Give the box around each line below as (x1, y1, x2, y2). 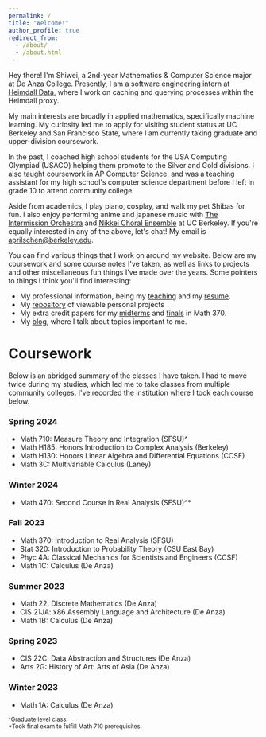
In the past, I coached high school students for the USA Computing (8, 152, 228, 162)
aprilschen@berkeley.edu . (8, 236, 94, 244)
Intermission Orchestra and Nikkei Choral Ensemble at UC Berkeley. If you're (8, 218, 259, 228)
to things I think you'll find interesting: (8, 276, 132, 285)
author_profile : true (8, 26, 80, 34)
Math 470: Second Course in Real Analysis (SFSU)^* (19, 497, 192, 507)
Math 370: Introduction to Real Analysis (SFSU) (19, 535, 174, 545)
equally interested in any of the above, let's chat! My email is (8, 227, 206, 236)
